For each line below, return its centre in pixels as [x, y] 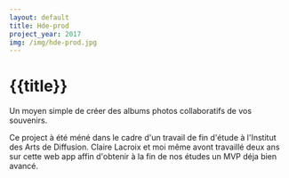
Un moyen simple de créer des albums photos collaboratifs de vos [130, 111]
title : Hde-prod [39, 26]
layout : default [39, 17]
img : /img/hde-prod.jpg [53, 42]
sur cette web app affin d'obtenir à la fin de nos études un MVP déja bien [143, 157]
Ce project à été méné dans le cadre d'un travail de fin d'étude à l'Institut [143, 138]
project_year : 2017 [45, 34]
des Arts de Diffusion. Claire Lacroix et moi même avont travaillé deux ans [144, 147]
